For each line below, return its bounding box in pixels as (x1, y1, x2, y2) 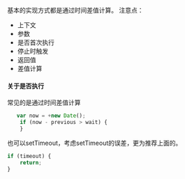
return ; (20, 159, 42, 166)
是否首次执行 (17, 38, 54, 47)
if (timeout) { (7, 153, 52, 159)
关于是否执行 (7, 81, 44, 90)
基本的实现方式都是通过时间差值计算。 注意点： (7, 6, 144, 14)
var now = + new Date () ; (16, 112, 86, 120)
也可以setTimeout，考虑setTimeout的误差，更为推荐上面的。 (7, 139, 182, 147)
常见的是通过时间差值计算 (7, 98, 81, 107)
